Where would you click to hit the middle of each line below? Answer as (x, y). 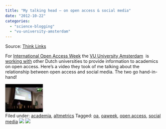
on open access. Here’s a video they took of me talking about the (72, 67)
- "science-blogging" (32, 26)
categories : (18, 21)
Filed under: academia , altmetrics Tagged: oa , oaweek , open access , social (83, 116)
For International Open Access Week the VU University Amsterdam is (77, 56)
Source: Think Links (26, 46)
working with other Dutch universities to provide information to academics (82, 61)
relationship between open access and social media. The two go (72, 72)
